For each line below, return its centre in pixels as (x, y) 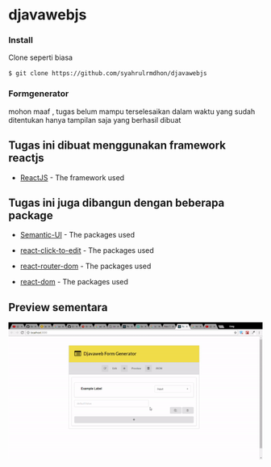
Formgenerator (39, 94)
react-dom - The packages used (74, 282)
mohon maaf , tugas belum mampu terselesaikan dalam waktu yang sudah (132, 111)
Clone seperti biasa (41, 57)
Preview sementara (58, 307)
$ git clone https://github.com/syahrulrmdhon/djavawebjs (108, 74)
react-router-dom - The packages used (85, 266)
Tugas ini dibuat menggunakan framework (117, 146)
